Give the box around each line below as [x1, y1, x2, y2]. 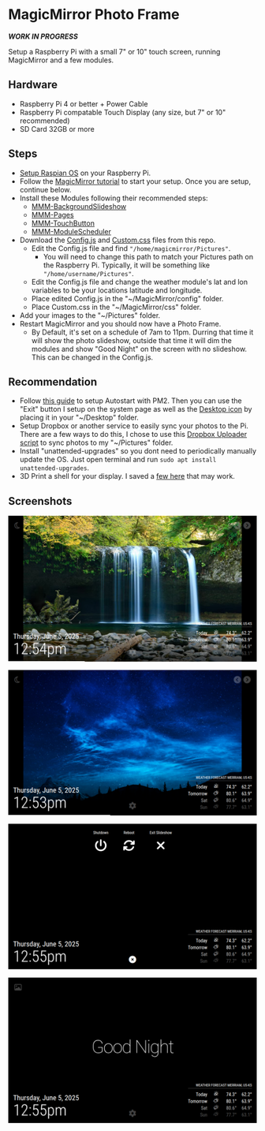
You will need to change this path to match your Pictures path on [43, 252, 254, 261]
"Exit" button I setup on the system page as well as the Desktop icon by [19, 405, 252, 414]
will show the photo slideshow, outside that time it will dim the [31, 335, 233, 345]
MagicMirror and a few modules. [8, 55, 114, 65]
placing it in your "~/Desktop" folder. [19, 412, 140, 423]
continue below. [19, 185, 72, 194]
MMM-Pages [31, 210, 74, 219]
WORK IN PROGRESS [8, 32, 79, 41]
